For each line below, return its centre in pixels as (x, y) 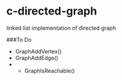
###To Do (19, 39)
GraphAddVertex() (38, 51)
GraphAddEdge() (36, 58)
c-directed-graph (52, 11)
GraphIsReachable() (50, 70)
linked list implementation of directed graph (61, 28)
